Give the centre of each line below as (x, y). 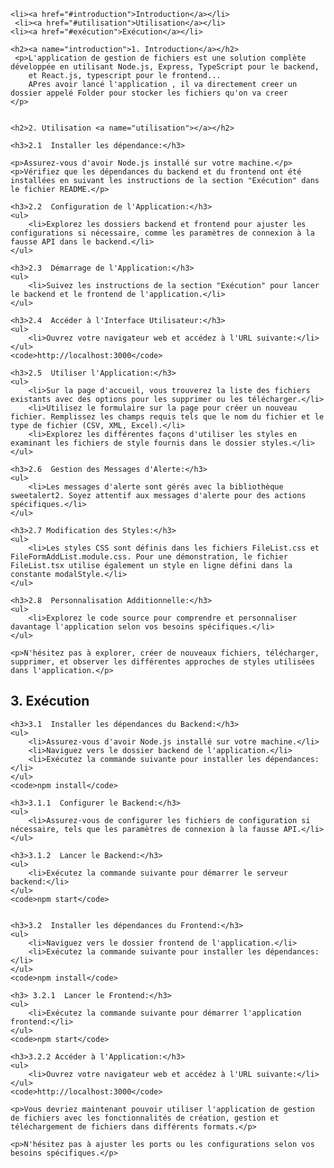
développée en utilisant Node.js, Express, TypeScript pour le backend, (165, 67)
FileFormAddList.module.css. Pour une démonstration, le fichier (149, 557)
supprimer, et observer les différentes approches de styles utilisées (162, 662)
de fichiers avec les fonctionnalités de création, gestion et (145, 1118)
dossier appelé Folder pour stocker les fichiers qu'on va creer (149, 93)
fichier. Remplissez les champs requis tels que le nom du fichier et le (167, 417)
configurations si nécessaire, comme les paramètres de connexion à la (162, 233)
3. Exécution (50, 701)
